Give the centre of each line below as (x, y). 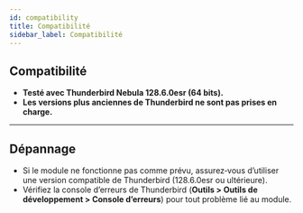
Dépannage (43, 148)
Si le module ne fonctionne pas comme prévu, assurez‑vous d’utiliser (151, 171)
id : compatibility (44, 18)
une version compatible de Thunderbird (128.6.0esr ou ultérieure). (145, 180)
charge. (37, 112)
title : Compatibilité (50, 26)
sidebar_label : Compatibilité (66, 34)
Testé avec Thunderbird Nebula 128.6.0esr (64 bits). (123, 93)
